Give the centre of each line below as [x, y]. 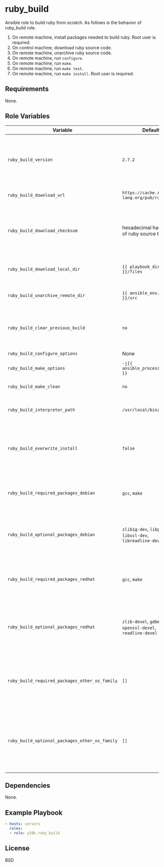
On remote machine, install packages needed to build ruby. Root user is [84, 37]
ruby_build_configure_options [43, 354]
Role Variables [27, 116]
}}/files [132, 272]
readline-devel [140, 633]
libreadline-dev [141, 541]
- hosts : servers [23, 824]
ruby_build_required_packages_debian [51, 493]
